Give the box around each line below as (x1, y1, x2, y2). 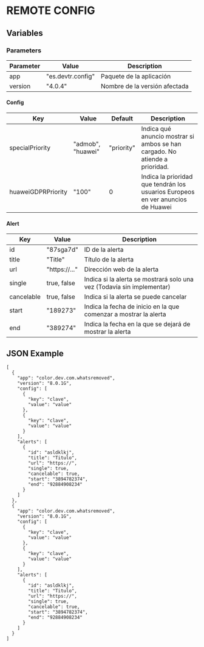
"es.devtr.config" (46, 72, 95, 80)
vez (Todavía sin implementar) (84, 283, 171, 291)
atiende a (141, 155, 168, 164)
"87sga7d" (46, 246, 79, 254)
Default (111, 114, 134, 123)
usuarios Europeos (141, 188, 195, 196)
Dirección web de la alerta (84, 265, 159, 274)
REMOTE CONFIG (6, 4, 95, 18)
